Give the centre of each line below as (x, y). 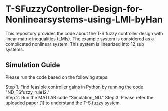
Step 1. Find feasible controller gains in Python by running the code (74, 87)
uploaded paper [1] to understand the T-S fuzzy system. (63, 103)
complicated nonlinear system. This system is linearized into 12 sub (75, 44)
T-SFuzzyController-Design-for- (74, 9)
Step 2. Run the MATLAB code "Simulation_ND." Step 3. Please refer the (79, 97)
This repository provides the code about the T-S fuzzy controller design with (84, 33)
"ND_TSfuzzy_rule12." (28, 92)
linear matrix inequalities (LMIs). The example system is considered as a (80, 39)
